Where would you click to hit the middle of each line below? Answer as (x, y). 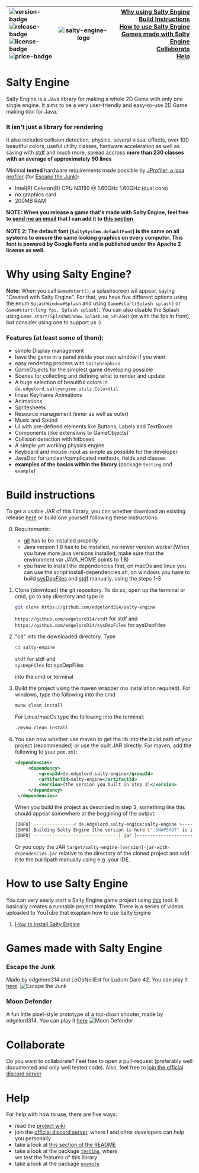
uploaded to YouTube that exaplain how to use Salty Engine (78, 912)
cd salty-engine (35, 648)
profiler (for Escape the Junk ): (43, 177)
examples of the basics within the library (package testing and (94, 465)
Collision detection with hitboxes (54, 439)
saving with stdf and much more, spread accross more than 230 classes (95, 153)
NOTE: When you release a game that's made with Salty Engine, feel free (97, 212)
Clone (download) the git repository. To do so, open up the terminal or (100, 590)
